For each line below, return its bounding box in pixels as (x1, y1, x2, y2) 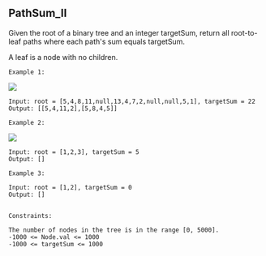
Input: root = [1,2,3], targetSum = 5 (8, 147, 139, 156)
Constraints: (8, 211, 53, 220)
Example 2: (8, 118, 45, 126)
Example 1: (8, 68, 45, 76)
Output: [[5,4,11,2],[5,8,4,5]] (8, 105, 118, 113)
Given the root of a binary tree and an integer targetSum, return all (8, 28, 230, 37)
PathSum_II (8, 6, 67, 20)
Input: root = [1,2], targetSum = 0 (8, 183, 132, 191)
